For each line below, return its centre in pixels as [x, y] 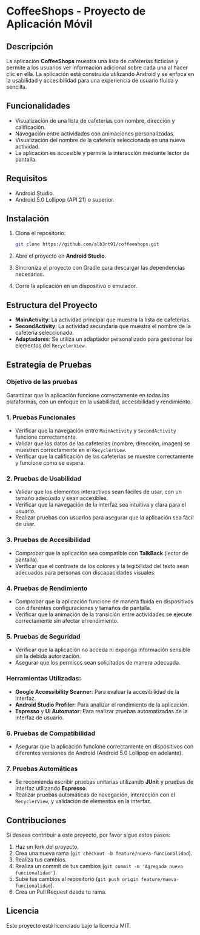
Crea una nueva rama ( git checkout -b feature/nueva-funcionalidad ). [104, 853]
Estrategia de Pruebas [49, 365]
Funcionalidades [38, 106]
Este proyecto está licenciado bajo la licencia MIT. [69, 925]
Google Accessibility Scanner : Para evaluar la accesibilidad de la [97, 691]
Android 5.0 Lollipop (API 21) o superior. [65, 199]
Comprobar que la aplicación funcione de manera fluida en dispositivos [104, 601]
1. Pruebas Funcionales [41, 417]
